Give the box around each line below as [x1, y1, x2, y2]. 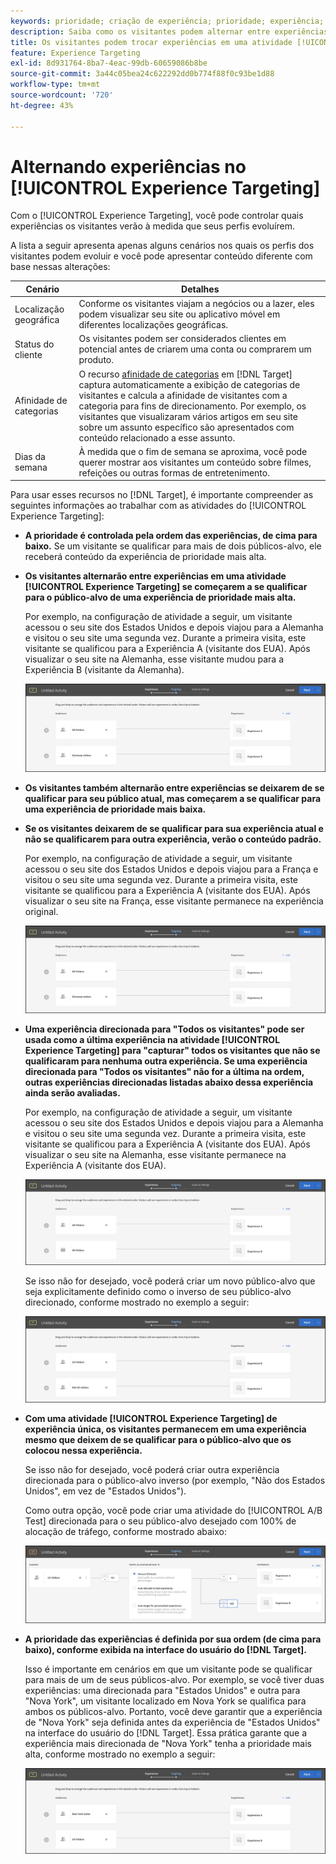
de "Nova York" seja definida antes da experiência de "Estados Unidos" [24, 1716, 321, 1729]
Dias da [14, 451, 46, 463]
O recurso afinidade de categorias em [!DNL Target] [78, 368, 293, 380]
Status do [14, 338, 55, 350]
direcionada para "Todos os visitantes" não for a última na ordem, [24, 1065, 305, 1077]
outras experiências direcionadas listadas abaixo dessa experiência [24, 1076, 314, 1088]
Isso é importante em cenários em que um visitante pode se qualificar [24, 1663, 313, 1675]
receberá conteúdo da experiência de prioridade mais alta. [24, 551, 267, 563]
